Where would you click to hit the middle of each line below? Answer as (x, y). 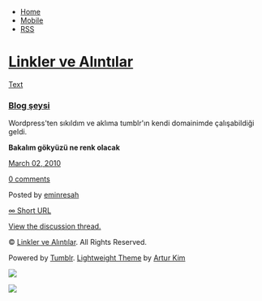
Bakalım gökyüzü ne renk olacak (64, 148)
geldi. (18, 132)
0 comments (29, 179)
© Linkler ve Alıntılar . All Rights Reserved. (78, 242)
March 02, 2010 (34, 164)
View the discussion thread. (55, 226)
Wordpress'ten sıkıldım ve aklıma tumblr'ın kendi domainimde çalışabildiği (131, 123)
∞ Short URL (30, 211)
